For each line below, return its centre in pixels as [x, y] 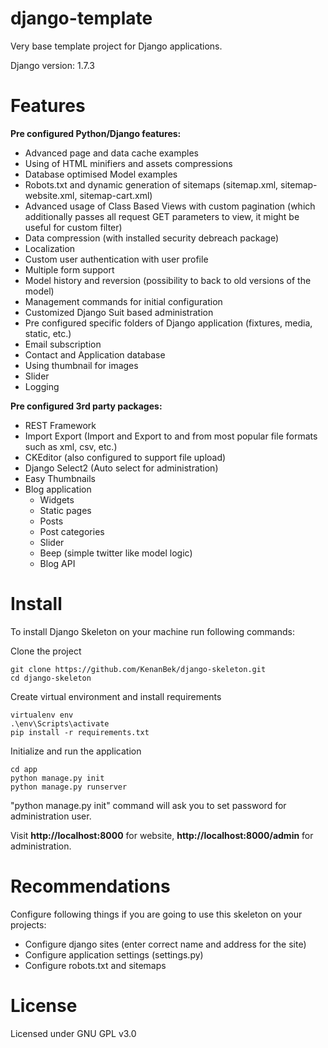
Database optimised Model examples [101, 174]
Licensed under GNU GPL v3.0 [73, 1033]
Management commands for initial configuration [123, 301]
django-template [81, 18]
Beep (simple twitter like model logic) [116, 553]
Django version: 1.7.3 [52, 65]
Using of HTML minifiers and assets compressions [128, 163]
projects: [28, 924]
